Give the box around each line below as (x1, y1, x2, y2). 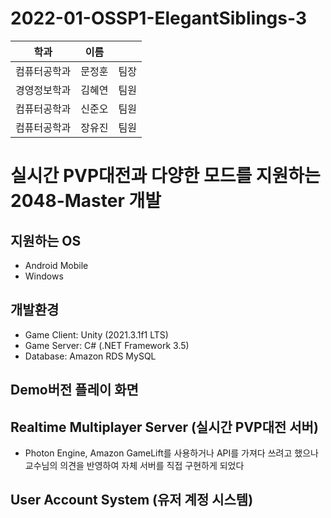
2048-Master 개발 (10, 190, 162, 212)
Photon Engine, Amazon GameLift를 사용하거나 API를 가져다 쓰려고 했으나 (24, 447, 319, 459)
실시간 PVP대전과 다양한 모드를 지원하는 (10, 165, 321, 187)
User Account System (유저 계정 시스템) (10, 492, 254, 509)
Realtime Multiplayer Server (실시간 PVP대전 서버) (10, 418, 319, 436)
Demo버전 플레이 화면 (10, 382, 139, 399)
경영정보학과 (15, 83, 72, 97)
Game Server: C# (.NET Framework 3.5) (24, 339, 190, 351)
